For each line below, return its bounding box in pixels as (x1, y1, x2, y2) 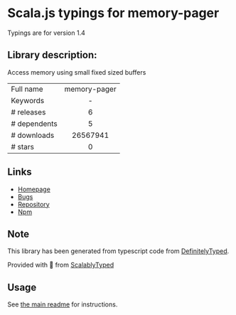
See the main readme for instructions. (7, 300, 118, 309)
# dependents (11, 119, 58, 129)
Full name (11, 84, 44, 94)
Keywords (11, 95, 45, 105)
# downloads (11, 130, 55, 140)
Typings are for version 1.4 (7, 28, 85, 37)
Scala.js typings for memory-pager (7, 5, 220, 21)
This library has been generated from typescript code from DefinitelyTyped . (7, 247, 230, 255)
